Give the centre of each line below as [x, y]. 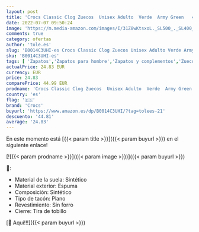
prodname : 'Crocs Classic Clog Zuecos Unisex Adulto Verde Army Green [99, 89]
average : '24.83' [28, 122]
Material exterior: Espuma [46, 186]
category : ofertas [29, 39]
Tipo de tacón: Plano [40, 199]
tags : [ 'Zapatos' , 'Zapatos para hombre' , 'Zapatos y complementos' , [92, 61]
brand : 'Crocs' [25, 105]
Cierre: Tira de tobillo [41, 211]
